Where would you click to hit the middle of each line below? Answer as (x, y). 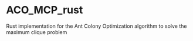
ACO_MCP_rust (45, 10)
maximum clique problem (37, 32)
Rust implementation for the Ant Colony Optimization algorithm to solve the (97, 26)
